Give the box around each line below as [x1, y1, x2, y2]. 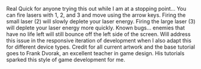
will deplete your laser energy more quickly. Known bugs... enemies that [6, 24, 185, 31]
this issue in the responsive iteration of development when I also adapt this [6, 37, 191, 44]
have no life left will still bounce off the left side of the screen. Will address [6, 31, 191, 38]
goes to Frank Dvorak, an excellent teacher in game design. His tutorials [6, 50, 185, 56]
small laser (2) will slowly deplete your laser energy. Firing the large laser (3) [6, 18, 196, 25]
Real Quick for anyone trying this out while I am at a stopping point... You [6, 5, 187, 12]
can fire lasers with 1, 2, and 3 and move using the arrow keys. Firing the [6, 11, 186, 19]
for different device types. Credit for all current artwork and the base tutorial [6, 43, 196, 50]
